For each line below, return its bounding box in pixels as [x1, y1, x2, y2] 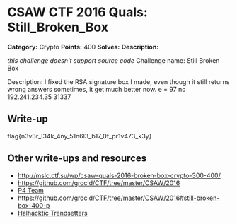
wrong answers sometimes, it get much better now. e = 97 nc [7, 85, 186, 93]
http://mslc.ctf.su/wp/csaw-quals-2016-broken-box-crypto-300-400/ [17, 171, 221, 179]
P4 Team [17, 186, 45, 194]
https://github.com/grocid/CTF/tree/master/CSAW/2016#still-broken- [17, 194, 220, 202]
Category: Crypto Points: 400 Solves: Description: [7, 42, 159, 51]
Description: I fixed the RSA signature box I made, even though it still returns [7, 77, 230, 86]
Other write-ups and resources [7, 153, 147, 165]
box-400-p [17, 201, 50, 209]
